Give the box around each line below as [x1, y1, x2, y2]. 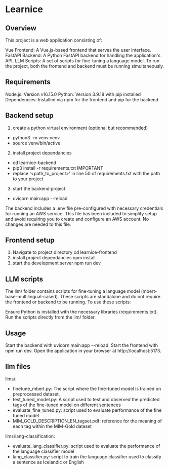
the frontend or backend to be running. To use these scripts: [5, 299, 131, 305]
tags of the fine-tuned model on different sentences [12, 402, 121, 408]
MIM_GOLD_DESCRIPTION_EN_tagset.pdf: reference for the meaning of [12, 418, 162, 424]
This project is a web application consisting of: [5, 37, 103, 43]
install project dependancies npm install [12, 255, 96, 261]
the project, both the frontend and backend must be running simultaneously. [5, 63, 164, 69]
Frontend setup [5, 236, 55, 245]
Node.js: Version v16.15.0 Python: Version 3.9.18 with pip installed [5, 91, 141, 97]
